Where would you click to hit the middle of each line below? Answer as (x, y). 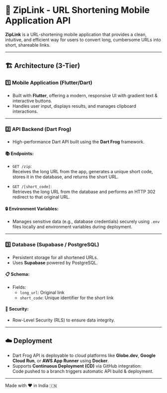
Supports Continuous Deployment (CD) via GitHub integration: (77, 366)
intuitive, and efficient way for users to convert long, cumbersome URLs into (83, 40)
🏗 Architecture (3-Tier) (43, 66)
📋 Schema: (17, 274)
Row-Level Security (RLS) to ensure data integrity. (64, 320)
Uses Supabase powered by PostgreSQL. (55, 262)
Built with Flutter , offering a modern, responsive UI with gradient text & (85, 95)
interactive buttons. (32, 101)
